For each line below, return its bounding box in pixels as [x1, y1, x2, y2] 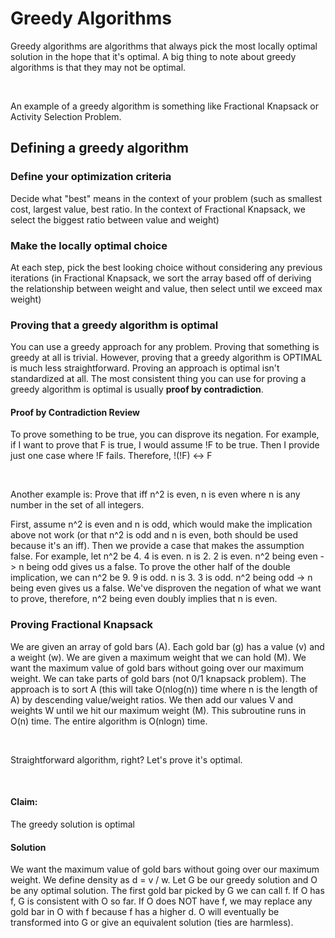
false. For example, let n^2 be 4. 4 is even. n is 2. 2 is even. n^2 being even [10, 550, 318, 562]
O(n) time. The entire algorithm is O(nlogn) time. [10, 715, 208, 727]
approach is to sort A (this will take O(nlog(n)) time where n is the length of [10, 683, 318, 695]
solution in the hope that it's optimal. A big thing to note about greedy [10, 50, 297, 62]
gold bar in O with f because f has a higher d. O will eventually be [10, 906, 280, 918]
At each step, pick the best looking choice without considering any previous [10, 261, 323, 273]
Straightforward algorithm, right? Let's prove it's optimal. [10, 753, 243, 766]
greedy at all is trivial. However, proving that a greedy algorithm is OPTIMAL [10, 352, 323, 364]
